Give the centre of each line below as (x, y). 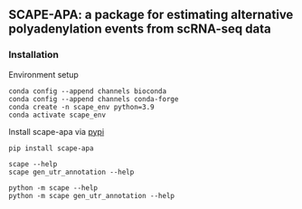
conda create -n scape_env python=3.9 (81, 107)
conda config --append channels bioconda (88, 91)
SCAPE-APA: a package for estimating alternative (151, 15)
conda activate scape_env (57, 115)
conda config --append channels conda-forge (94, 99)
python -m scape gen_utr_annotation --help (92, 195)
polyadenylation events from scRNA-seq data (140, 29)
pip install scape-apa (51, 148)
